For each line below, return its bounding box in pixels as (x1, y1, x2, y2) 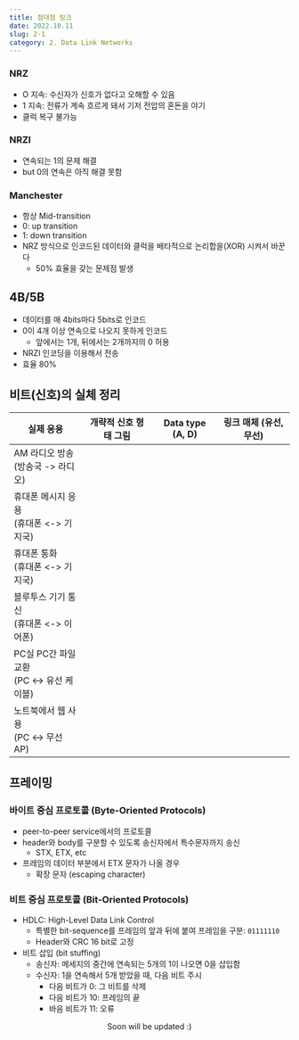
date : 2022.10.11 (9, 21, 74, 30)
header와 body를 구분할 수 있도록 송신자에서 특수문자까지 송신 (21, 838, 240, 848)
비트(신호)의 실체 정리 (9, 387, 121, 402)
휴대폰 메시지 (13, 490, 66, 502)
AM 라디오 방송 (13, 447, 74, 459)
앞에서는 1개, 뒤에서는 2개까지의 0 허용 (35, 336, 170, 347)
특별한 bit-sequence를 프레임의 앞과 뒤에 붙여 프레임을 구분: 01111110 (35, 925, 280, 936)
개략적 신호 (89, 416, 133, 428)
